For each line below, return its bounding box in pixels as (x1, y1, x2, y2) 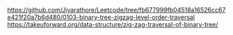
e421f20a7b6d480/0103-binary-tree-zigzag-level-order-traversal (7, 13, 195, 21)
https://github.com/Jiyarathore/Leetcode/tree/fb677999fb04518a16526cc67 (7, 6, 226, 14)
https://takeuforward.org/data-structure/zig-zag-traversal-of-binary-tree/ (7, 21, 218, 28)
